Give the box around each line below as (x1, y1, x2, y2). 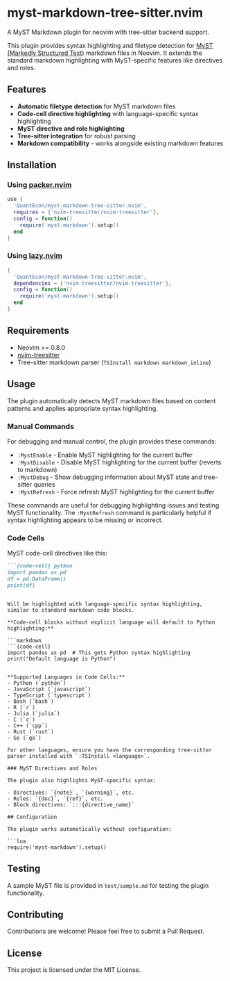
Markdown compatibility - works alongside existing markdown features (17, 139, 224, 147)
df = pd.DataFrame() (7, 575, 67, 582)
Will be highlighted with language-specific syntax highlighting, (7, 600, 203, 608)
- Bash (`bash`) (7, 697, 54, 705)
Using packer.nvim (7, 180, 72, 190)
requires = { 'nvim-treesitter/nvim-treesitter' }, (13, 209, 159, 216)
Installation (7, 159, 57, 171)
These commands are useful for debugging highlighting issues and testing (7, 501, 220, 509)
